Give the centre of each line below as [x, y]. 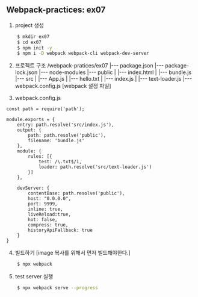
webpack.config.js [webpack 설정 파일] [63, 86]
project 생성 [29, 25]
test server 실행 [34, 277]
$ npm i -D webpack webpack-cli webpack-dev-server [83, 54]
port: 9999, [43, 204]
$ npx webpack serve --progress [57, 288]
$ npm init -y [35, 48]
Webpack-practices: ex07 [56, 10]
